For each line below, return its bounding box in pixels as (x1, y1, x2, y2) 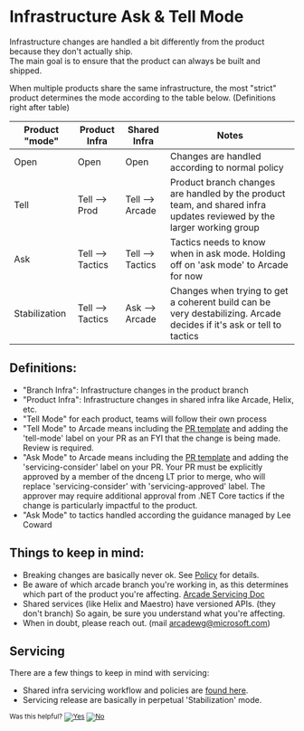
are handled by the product (170, 187, 286, 200)
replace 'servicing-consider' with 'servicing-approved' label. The (22, 480, 265, 491)
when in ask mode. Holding (170, 247, 286, 260)
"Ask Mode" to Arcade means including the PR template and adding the (22, 451, 290, 462)
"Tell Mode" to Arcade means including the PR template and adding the (22, 422, 289, 433)
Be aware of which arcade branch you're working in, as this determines (22, 579, 290, 590)
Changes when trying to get (170, 284, 289, 297)
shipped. (9, 65, 43, 76)
